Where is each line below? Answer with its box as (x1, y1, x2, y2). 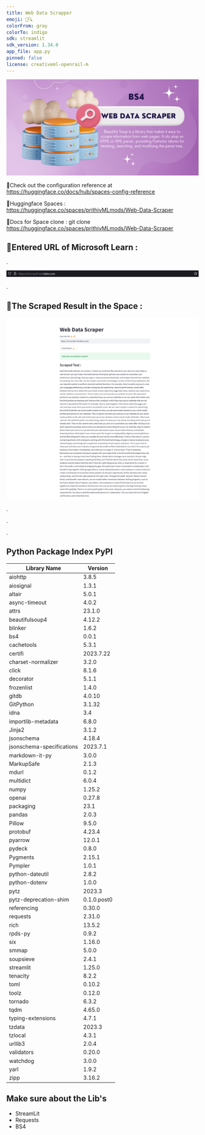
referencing (9, 904, 38, 912)
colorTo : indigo (6, 29, 48, 35)
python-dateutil (9, 870, 49, 878)
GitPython (9, 701, 34, 708)
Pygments (9, 853, 35, 860)
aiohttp (9, 574, 27, 581)
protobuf (9, 827, 31, 835)
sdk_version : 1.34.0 (6, 42, 59, 48)
